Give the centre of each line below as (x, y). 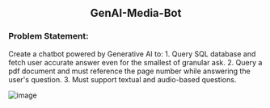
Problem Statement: (49, 36)
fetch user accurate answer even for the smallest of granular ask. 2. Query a (135, 62)
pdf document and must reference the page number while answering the (129, 71)
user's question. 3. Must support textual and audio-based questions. (122, 79)
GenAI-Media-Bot (136, 13)
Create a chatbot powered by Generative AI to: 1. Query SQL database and (132, 54)
